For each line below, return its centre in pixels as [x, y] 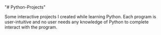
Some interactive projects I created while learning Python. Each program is [80, 17]
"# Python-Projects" [25, 7]
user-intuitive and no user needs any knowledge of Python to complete [77, 22]
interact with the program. [31, 27]
